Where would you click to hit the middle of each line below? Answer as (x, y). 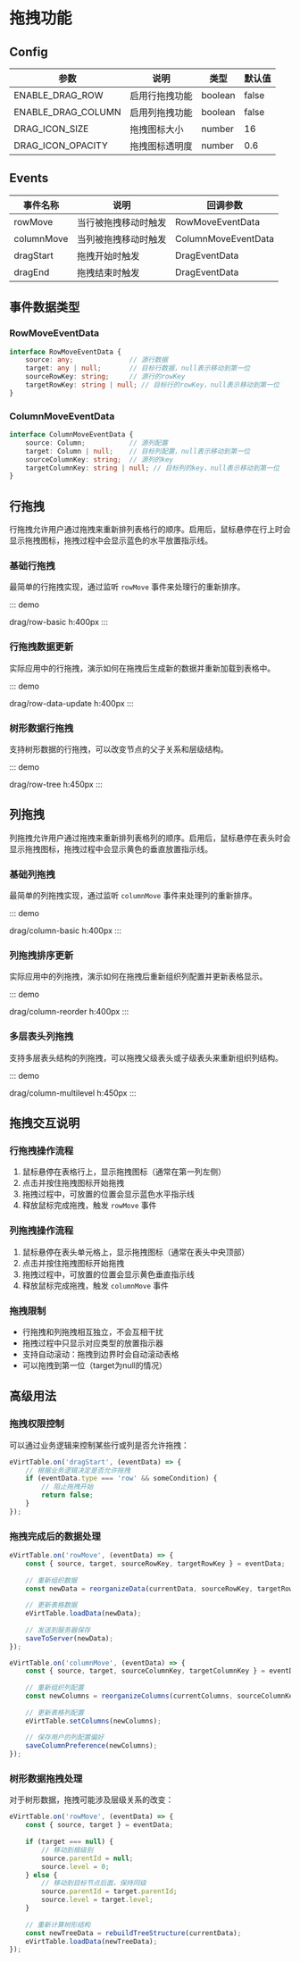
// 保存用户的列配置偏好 (65, 1738)
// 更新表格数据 (51, 1605)
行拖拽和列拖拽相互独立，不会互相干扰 (92, 1332)
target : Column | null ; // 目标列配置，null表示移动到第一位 (138, 451)
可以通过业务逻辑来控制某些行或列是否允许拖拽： (99, 1445)
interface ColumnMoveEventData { (71, 435)
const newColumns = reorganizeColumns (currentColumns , (129, 1696)
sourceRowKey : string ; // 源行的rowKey (105, 377)
